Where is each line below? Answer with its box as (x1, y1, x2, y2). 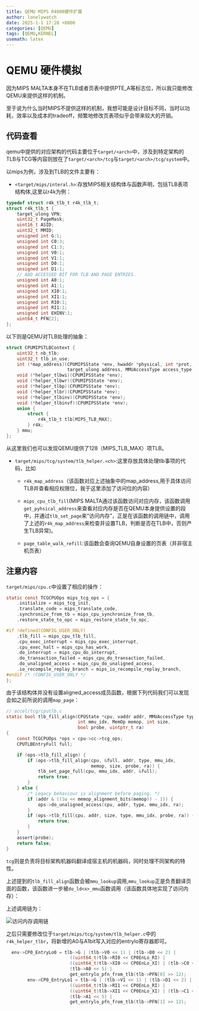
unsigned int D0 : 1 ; (17, 261, 65, 267)
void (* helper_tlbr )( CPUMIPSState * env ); (17, 388, 120, 395)
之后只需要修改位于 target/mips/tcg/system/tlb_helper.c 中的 (6, 930, 156, 937)
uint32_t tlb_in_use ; (17, 356, 70, 362)
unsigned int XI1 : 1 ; (17, 293, 68, 300)
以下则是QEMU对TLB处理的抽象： (6, 333, 89, 340)
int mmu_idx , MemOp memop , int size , (78, 719, 171, 725)
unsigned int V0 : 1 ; (17, 249, 65, 255)
